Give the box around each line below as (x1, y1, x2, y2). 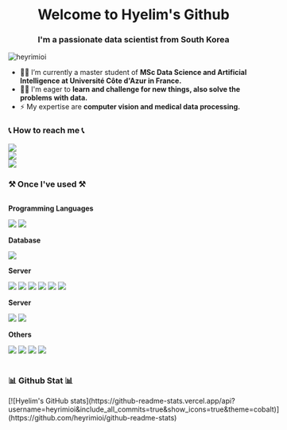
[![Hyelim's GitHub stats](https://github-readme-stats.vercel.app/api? (8, 396, 236, 406)
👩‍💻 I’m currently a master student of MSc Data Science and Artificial (19, 68, 247, 77)
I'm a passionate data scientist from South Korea (37, 34, 230, 45)
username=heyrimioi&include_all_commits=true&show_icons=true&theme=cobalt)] (8, 404, 280, 414)
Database (8, 235, 41, 245)
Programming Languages (8, 203, 94, 213)
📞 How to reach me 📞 (8, 125, 85, 136)
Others (8, 329, 32, 340)
